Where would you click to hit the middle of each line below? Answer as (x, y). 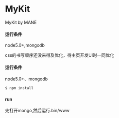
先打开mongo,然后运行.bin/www (37, 111)
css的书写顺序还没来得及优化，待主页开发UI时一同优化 (59, 55)
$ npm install (19, 88)
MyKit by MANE (21, 22)
